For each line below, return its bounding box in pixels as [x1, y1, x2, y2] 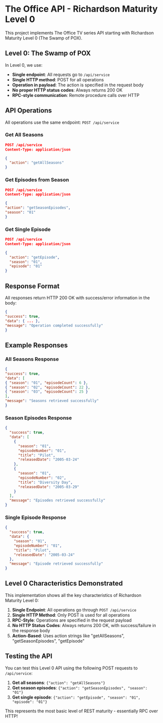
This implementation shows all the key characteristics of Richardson [5, 592, 142, 598]
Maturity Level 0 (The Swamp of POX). [5, 35, 83, 41]
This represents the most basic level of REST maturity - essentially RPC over [5, 708, 158, 714]
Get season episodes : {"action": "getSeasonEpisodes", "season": [12, 685, 147, 690]
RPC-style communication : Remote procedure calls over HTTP [12, 92, 140, 98]
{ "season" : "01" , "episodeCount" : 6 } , [5, 380, 89, 385]
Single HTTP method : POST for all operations [12, 76, 104, 82]
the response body [12, 628, 50, 633]
